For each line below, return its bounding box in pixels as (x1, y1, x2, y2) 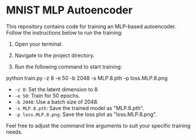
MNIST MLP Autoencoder (6, 4, 133, 17)
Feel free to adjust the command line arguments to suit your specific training (6, 122, 191, 129)
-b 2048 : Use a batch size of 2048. (14, 98, 99, 105)
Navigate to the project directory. (14, 52, 95, 59)
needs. (6, 128, 23, 135)
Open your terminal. (14, 40, 63, 47)
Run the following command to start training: (14, 63, 122, 70)
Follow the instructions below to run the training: (6, 29, 123, 36)
